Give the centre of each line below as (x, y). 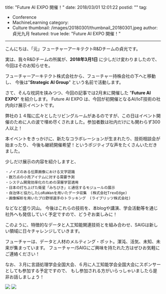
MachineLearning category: (41, 22)
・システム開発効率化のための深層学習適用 (42, 182)
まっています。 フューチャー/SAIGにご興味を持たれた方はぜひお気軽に (89, 248)
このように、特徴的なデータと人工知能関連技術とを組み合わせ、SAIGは (77, 225)
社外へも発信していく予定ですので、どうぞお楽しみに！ (61, 214)
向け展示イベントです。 (33, 105)
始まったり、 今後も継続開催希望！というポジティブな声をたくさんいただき (81, 145)
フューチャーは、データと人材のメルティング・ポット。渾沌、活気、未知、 (81, 241)
